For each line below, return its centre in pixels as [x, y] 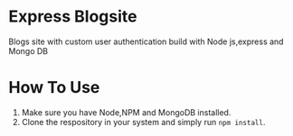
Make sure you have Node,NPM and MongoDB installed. [126, 112]
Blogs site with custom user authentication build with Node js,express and [146, 41]
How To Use [54, 88]
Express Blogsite [73, 17]
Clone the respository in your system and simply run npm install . [143, 122]
